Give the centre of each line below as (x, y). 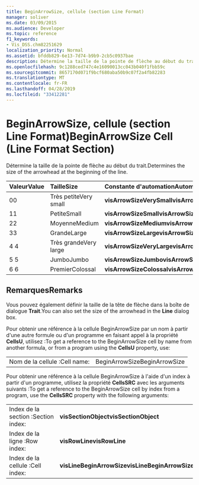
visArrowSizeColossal (137, 269)
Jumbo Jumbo (69, 259)
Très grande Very (73, 242)
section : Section (32, 416)
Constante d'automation (140, 186)
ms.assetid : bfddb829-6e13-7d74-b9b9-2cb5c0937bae (70, 56)
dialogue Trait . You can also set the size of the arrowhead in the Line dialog (98, 311)
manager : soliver (28, 17)
